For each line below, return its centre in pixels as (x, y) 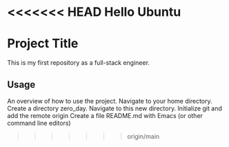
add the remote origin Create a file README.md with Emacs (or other (105, 115)
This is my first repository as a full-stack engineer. (79, 63)
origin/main (143, 136)
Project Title (43, 44)
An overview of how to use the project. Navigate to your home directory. (110, 101)
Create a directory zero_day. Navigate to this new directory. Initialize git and (114, 108)
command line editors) (39, 123)
